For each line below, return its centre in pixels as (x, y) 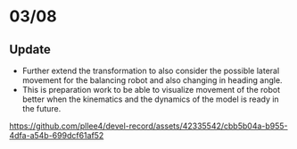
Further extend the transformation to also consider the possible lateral (151, 70)
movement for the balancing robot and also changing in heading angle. (152, 80)
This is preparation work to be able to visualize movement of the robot (151, 90)
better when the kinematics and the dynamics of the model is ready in (150, 99)
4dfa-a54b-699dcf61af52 (57, 135)
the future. (41, 108)
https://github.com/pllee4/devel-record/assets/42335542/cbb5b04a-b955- (148, 126)
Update (30, 50)
